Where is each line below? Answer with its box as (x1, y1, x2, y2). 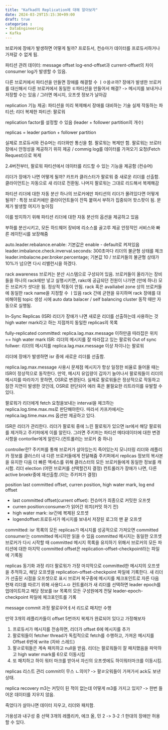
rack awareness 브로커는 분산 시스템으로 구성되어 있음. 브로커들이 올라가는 (5, 271, 153, 277)
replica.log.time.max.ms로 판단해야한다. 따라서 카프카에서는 (5, 406, 124, 412)
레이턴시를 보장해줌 (10, 231, 49, 237)
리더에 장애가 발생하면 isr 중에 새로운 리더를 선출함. (5, 353, 105, 359)
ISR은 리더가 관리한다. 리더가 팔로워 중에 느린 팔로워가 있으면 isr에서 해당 (5, 423, 148, 429)
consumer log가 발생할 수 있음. (5, 68, 67, 74)
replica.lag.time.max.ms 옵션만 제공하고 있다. (5, 413, 96, 418)
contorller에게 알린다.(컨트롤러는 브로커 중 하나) (18, 436, 113, 441)
